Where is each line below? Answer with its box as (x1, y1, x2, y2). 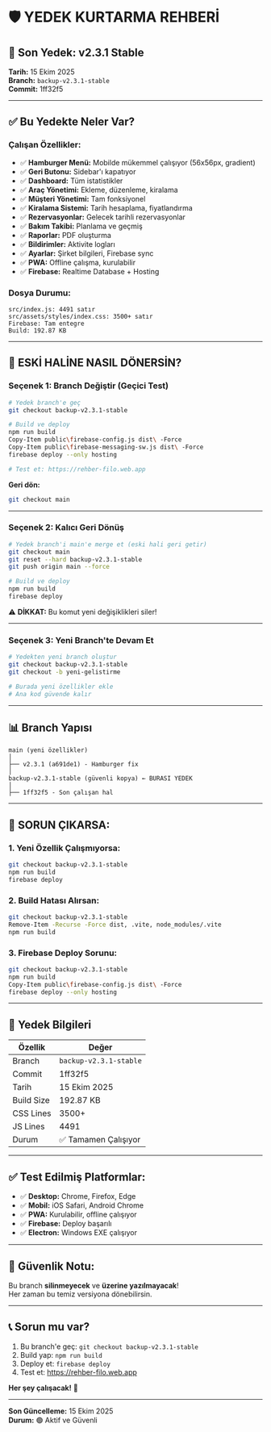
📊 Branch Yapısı (8, 721, 93, 735)
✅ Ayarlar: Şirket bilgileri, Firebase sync (19, 248, 154, 258)
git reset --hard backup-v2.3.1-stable (8, 555, 143, 563)
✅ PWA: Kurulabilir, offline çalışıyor (19, 1209, 137, 1220)
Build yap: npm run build (19, 1350, 102, 1359)
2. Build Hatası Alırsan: (8, 895, 100, 906)
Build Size (12, 1095, 50, 1106)
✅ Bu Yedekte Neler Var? (8, 115, 135, 129)
